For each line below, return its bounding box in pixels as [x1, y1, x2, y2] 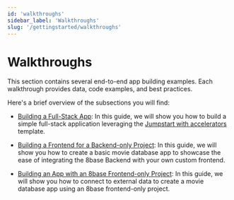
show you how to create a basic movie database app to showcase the [17, 148, 221, 157]
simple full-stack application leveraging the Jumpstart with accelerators [17, 119, 228, 128]
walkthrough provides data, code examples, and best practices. [7, 85, 193, 93]
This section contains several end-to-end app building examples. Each [7, 77, 213, 86]
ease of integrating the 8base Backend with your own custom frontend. [17, 156, 226, 165]
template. [17, 127, 46, 136]
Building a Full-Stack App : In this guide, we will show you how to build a [17, 112, 227, 121]
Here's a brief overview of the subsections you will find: [7, 98, 170, 107]
